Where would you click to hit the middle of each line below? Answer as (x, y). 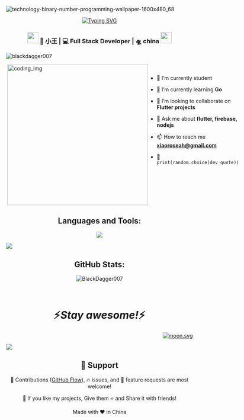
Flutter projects (176, 107)
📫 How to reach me (181, 137)
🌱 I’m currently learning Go (189, 89)
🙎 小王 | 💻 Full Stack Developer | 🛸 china (99, 41)
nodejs (165, 125)
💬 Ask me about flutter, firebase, (197, 119)
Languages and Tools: (99, 221)
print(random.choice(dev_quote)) (198, 163)
